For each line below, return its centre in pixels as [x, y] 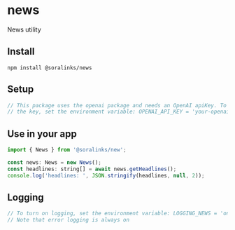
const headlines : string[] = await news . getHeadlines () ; [92, 169]
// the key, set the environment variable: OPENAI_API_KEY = [98, 112]
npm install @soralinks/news [50, 68]
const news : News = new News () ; [54, 163]
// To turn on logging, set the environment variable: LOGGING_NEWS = [112, 214]
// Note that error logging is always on [69, 220]
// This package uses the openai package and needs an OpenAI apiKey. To [117, 105]
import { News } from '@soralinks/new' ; [67, 150]
